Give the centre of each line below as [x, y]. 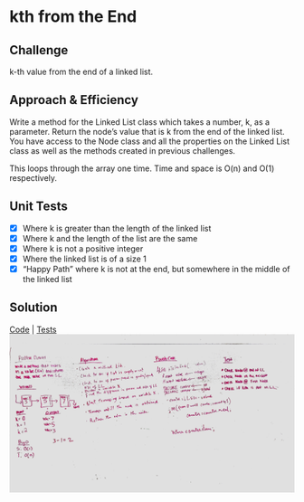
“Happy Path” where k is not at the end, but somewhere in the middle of [157, 269]
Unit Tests [38, 207]
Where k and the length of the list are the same [110, 238]
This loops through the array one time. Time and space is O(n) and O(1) [142, 168]
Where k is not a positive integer [83, 248]
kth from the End [73, 17]
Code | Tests [33, 329]
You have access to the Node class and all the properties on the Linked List [150, 141]
